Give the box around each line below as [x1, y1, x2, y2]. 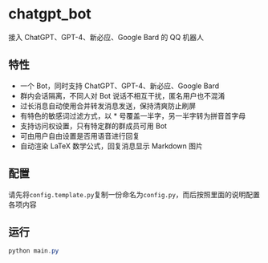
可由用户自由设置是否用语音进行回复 [19, 131, 140, 140]
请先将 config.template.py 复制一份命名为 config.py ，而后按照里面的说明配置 [8, 189, 261, 199]
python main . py [8, 247, 59, 255]
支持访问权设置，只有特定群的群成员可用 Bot [19, 121, 167, 131]
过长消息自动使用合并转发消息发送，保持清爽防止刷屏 [19, 101, 197, 111]
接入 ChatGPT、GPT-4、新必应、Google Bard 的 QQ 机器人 [8, 32, 205, 42]
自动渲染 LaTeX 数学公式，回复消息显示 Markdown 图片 [19, 141, 203, 151]
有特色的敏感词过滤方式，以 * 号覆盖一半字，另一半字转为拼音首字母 [19, 111, 246, 120]
